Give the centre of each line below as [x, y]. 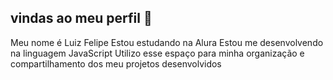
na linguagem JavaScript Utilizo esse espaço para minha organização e [157, 53]
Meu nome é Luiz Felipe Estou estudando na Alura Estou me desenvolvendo [167, 42]
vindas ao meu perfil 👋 [81, 18]
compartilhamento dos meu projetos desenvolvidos [116, 63]
